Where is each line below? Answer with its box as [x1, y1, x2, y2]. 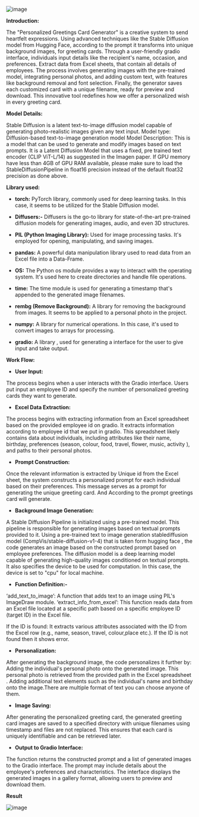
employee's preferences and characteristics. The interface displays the [6, 768, 181, 775]
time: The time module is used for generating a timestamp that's [14, 285, 173, 292]
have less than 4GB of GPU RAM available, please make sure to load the [6, 160, 183, 166]
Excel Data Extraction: [14, 404, 71, 411]
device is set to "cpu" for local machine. [6, 570, 104, 576]
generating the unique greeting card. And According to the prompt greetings [6, 489, 193, 496]
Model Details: [6, 110, 43, 117]
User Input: [14, 368, 43, 375]
